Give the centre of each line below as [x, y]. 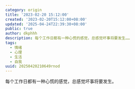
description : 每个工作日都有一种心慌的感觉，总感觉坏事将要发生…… [68, 38]
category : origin [24, 10]
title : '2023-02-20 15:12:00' [37, 15]
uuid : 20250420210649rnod [32, 66]
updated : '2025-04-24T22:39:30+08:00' [46, 24]
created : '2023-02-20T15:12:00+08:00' [46, 19]
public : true [19, 29]
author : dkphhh [21, 33]
